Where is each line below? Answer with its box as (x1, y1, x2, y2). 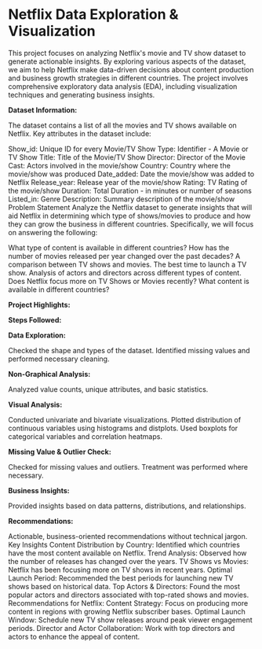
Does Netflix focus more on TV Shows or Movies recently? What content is (8, 276, 249, 286)
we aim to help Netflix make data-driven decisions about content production (8, 65, 254, 74)
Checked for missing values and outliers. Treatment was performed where (8, 462, 249, 471)
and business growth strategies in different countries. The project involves (8, 73, 249, 83)
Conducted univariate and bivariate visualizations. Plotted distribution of (8, 415, 242, 424)
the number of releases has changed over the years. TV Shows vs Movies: (8, 556, 249, 566)
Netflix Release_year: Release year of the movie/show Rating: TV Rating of (8, 177, 248, 186)
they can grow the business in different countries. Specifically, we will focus (8, 219, 254, 229)
